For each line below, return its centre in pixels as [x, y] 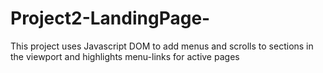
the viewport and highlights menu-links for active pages [125, 56]
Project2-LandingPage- [110, 18]
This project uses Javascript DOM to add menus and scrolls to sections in [162, 46]
